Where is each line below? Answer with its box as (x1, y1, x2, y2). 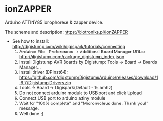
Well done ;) (19, 110, 44, 116)
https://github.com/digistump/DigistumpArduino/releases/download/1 (19, 74, 158, 80)
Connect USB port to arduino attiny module (19, 95, 106, 101)
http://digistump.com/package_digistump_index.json (19, 53, 125, 59)
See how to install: (12, 38, 49, 44)
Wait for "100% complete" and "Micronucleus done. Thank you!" (19, 100, 148, 106)
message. (19, 105, 39, 111)
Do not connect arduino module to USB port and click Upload (19, 90, 142, 96)
